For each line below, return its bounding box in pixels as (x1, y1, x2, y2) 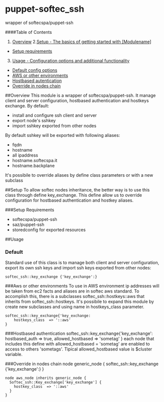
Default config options (12, 67, 58, 73)
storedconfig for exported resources (12, 227, 86, 233)
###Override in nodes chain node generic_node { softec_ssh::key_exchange (5, 361, 159, 367)
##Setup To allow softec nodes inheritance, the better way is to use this (5, 187, 150, 192)
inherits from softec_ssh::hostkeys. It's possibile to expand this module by (5, 298, 154, 305)
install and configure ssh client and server (12, 112, 97, 118)
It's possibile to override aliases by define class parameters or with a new (5, 172, 153, 178)
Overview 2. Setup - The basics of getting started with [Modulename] (12, 38, 152, 45)
